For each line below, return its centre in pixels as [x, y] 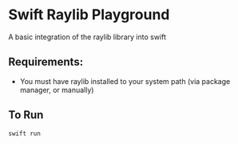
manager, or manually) [57, 90]
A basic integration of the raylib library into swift [87, 37]
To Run [26, 115]
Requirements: [46, 62]
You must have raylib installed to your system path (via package [125, 81]
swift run [25, 134]
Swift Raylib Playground [89, 15]
